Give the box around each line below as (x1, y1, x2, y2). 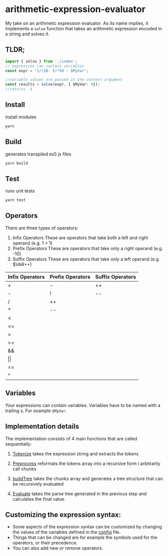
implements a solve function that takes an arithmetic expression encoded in (5, 25, 162, 31)
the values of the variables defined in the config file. (12, 529, 121, 535)
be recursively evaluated (12, 481, 64, 487)
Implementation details (5, 422, 79, 431)
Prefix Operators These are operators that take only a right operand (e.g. (12, 245, 163, 251)
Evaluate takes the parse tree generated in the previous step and (12, 491, 147, 497)
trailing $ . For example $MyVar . (5, 408, 67, 414)
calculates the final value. (12, 496, 66, 502)
